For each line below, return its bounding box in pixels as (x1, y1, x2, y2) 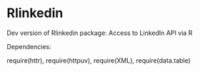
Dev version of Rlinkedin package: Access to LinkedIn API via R (6, 29, 193, 37)
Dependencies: (6, 42, 51, 51)
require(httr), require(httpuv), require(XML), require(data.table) (6, 56, 191, 65)
